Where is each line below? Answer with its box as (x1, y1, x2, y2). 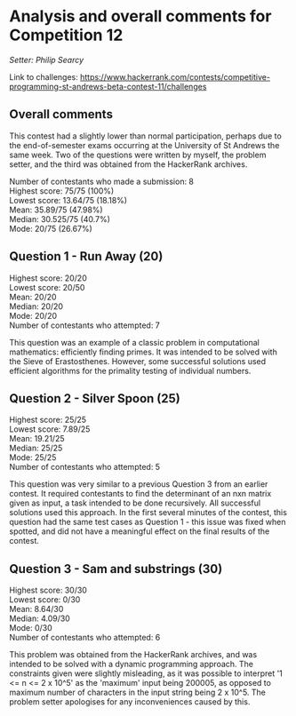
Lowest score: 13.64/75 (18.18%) (9, 195, 127, 205)
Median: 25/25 (9, 442, 63, 454)
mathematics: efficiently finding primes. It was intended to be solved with (9, 346, 277, 357)
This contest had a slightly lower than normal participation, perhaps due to (9, 131, 282, 141)
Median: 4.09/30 (9, 613, 71, 624)
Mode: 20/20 (9, 310, 58, 321)
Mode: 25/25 (9, 452, 57, 463)
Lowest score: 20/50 (9, 282, 85, 292)
